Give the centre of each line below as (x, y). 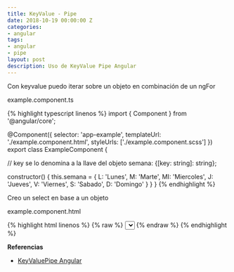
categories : (25, 27)
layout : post (26, 60)
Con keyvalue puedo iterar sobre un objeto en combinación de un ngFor (111, 86)
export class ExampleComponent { (57, 149)
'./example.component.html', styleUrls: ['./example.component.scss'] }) (110, 142)
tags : (15, 40)
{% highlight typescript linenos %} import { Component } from (97, 113)
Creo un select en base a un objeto (58, 197)
